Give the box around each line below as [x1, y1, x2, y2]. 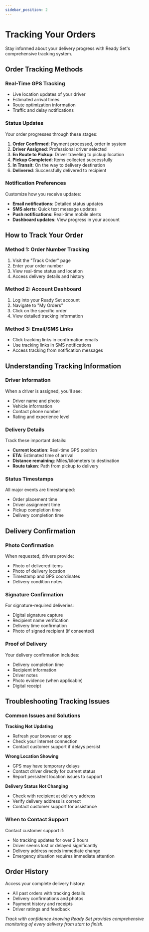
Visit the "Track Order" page [12, 257, 71, 263]
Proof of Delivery [5, 641, 47, 648]
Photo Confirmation [5, 542, 54, 549]
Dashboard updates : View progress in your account [12, 217, 120, 223]
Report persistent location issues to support [12, 774, 103, 780]
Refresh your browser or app [12, 733, 72, 739]
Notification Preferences [5, 180, 66, 187]
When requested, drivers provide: [5, 553, 74, 559]
